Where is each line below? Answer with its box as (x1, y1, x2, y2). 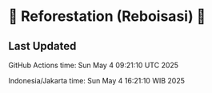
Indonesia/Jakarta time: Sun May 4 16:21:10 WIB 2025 (8, 76, 186, 85)
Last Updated (8, 39, 77, 53)
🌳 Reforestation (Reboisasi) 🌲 (8, 7, 206, 26)
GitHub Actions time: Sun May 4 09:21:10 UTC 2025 (8, 60, 178, 70)
